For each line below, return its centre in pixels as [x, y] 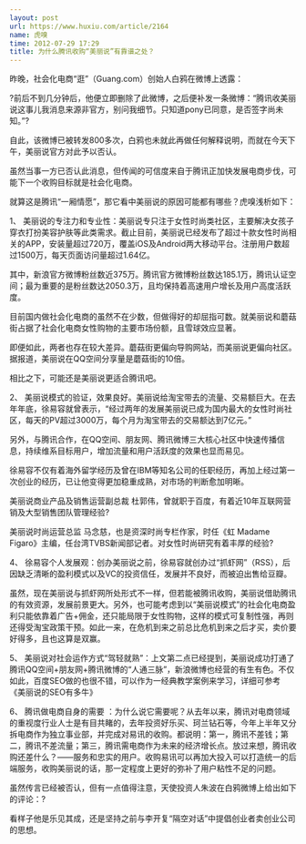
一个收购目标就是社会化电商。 [81, 182]
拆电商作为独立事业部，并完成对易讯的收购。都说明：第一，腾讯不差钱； [145, 735]
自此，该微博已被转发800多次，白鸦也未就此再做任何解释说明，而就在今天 [149, 140]
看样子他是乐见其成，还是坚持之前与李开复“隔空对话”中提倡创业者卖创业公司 [153, 819]
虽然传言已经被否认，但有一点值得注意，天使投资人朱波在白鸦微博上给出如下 [153, 788]
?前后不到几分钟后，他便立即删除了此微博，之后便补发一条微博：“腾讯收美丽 [153, 98]
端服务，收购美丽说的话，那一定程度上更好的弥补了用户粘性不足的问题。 [145, 768]
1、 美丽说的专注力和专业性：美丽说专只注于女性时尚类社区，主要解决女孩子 [152, 221]
